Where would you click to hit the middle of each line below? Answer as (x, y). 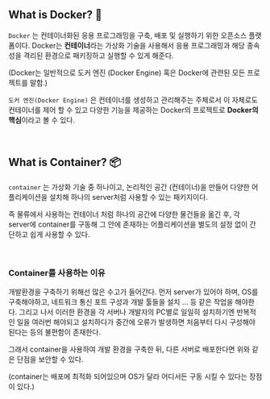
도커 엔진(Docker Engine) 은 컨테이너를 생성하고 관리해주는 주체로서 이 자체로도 (133, 100)
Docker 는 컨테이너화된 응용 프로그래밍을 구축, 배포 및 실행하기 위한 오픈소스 (128, 35)
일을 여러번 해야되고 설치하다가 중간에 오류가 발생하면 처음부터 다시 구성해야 (136, 322)
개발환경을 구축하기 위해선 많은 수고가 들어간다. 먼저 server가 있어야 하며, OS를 (133, 292)
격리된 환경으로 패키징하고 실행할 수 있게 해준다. (98, 55)
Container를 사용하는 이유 (57, 272)
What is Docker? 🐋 (55, 15)
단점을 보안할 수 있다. (50, 359)
